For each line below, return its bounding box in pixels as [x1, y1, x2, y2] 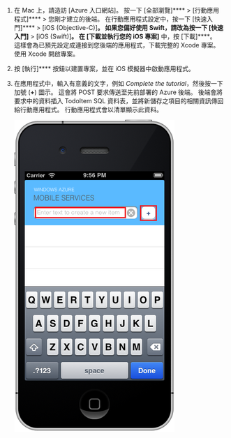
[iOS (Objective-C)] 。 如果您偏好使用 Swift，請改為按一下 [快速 [42, 24, 223, 31]
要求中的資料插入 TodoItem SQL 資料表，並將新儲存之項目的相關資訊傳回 [13, 97, 224, 105]
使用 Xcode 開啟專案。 [13, 50, 79, 58]
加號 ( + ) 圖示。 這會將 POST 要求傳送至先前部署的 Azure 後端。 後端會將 [13, 88, 223, 96]
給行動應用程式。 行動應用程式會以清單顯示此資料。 [13, 105, 163, 114]
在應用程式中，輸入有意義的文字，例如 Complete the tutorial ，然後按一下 [13, 80, 223, 87]
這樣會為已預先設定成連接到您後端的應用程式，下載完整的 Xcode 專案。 [13, 41, 220, 49]
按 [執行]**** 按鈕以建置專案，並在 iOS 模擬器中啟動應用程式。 [13, 65, 195, 73]
